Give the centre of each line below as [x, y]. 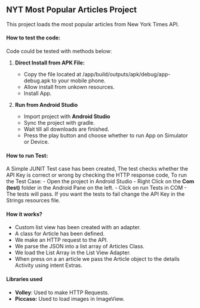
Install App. [38, 93]
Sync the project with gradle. [59, 123]
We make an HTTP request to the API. [61, 240]
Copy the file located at [53, 75]
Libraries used [24, 279]
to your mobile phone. [79, 81]
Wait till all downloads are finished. [66, 129]
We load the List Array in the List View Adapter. [73, 252]
